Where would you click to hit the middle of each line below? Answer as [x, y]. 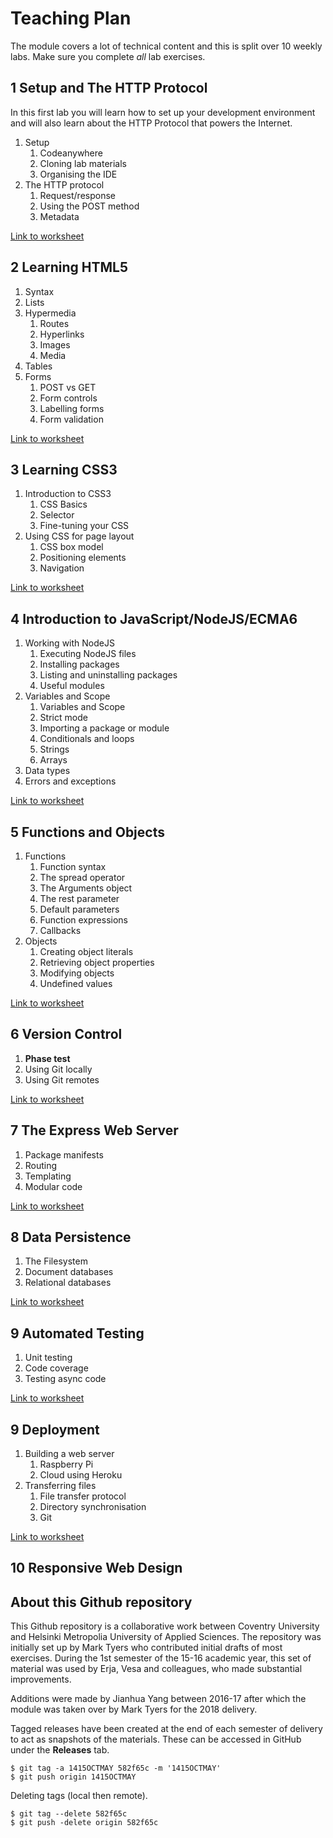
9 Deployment [55, 1429]
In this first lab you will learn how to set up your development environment [163, 112]
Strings [54, 749]
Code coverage [56, 1368]
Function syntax [73, 866]
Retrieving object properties [97, 962]
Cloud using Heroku [81, 1475]
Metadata [59, 216]
